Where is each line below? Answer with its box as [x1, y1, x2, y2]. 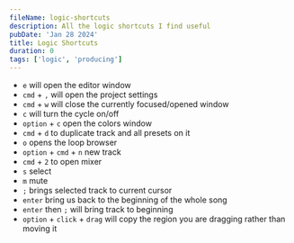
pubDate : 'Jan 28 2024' [9, 30, 99, 39]
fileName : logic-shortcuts [9, 13, 111, 22]
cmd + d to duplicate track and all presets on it [22, 128, 191, 138]
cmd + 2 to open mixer [22, 157, 102, 166]
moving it [22, 223, 58, 234]
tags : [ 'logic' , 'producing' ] [9, 55, 123, 64]
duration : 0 [9, 47, 54, 56]
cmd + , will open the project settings [22, 89, 158, 100]
